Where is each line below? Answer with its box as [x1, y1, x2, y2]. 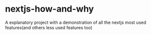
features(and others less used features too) [5, 24, 93, 30]
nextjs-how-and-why [5, 3, 94, 15]
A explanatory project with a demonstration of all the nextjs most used [5, 19, 147, 25]
